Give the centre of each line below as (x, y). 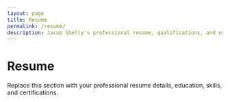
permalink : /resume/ (37, 26)
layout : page (26, 13)
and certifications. (33, 92)
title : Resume (27, 20)
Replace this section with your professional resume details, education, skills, (115, 86)
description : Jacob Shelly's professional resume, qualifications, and (111, 33)
